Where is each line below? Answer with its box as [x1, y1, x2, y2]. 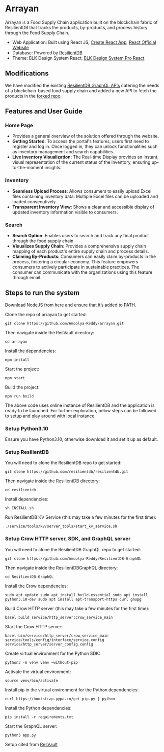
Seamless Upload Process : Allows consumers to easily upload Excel [12, 188, 152, 194]
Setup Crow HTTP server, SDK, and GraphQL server [5, 536, 131, 542]
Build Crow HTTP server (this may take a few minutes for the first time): [5, 605, 150, 611]
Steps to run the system [5, 289, 80, 297]
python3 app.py [5, 733, 36, 738]
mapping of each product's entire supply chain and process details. [12, 249, 149, 254]
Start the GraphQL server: [5, 723, 57, 729]
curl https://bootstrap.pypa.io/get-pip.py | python [5, 696, 115, 701]
